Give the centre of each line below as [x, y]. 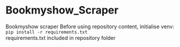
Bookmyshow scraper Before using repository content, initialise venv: [90, 26]
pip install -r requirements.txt [47, 32]
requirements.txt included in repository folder [61, 38]
